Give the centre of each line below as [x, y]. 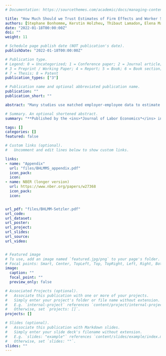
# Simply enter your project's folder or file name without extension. [83, 300]
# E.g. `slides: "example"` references [48, 337]
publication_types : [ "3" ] [32, 78]
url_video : [16, 241]
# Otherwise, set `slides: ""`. [41, 341]
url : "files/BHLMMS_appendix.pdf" [45, 168]
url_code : [15, 214]
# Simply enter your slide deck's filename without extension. [74, 332]
